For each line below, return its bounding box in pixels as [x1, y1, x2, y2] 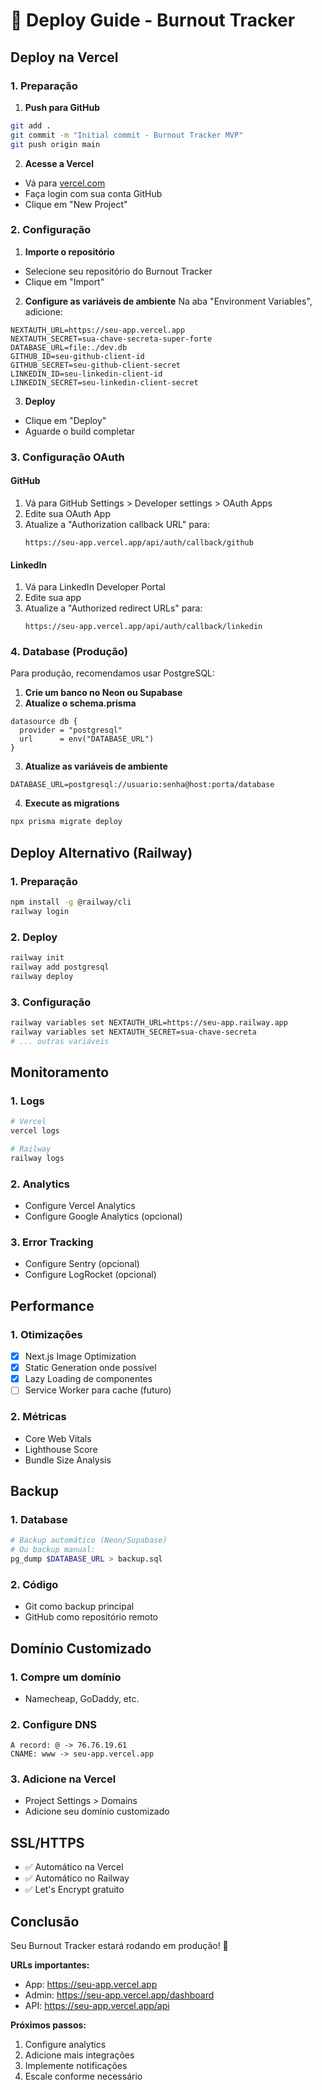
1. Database [10, 1512, 68, 1526]
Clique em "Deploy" [24, 414, 107, 426]
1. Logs [10, 1094, 45, 1108]
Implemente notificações [24, 2060, 128, 2072]
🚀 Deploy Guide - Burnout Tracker [10, 9, 296, 32]
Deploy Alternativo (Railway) [10, 844, 193, 861]
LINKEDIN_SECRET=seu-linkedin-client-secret [10, 377, 199, 388]
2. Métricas [10, 1410, 67, 1424]
